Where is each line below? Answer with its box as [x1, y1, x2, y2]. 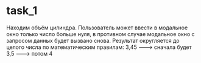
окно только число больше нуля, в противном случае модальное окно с [6, 30, 195, 37]
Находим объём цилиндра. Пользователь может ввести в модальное [6, 24, 188, 31]
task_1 [6, 4, 38, 18]
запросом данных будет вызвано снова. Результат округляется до [6, 37, 180, 44]
